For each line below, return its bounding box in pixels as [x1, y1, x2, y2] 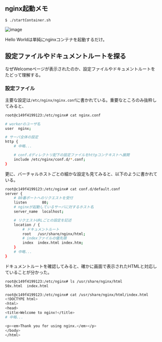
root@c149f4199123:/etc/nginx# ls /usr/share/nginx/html [5, 279, 123, 284]
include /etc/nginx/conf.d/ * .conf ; [14, 157, 86, 162]
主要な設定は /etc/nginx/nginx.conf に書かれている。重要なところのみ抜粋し [5, 97, 157, 103]
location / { [14, 222, 40, 227]
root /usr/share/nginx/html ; [22, 232, 86, 236]
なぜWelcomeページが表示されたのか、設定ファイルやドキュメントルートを [5, 66, 155, 72]
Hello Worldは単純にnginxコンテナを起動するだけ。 [5, 36, 108, 42]
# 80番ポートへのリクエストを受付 [14, 196, 73, 201]
